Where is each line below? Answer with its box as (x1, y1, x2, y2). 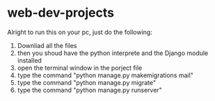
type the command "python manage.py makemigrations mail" (17, 71, 193, 79)
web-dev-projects (7, 5, 115, 21)
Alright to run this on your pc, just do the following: (7, 28, 153, 36)
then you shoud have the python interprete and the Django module (17, 49, 209, 57)
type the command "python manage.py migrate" (17, 78, 157, 86)
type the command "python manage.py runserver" (17, 86, 162, 94)
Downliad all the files (17, 41, 77, 49)
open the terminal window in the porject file (17, 63, 143, 72)
